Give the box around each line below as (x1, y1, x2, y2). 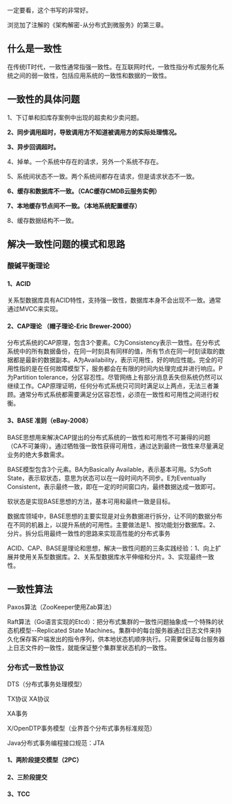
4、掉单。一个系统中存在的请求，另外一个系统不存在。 (7, 157, 163, 166)
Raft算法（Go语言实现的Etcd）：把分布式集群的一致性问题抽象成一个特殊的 (7, 618, 218, 626)
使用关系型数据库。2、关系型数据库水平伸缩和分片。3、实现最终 (19, 553, 202, 561)
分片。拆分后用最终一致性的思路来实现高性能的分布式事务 (7, 529, 171, 537)
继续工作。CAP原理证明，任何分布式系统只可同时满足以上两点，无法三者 (7, 382, 213, 390)
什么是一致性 (7, 43, 62, 55)
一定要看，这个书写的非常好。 (7, 6, 92, 14)
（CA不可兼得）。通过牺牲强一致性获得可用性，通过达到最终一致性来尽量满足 (7, 442, 224, 450)
